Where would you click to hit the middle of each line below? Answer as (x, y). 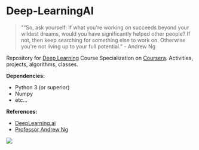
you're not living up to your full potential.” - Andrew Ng (88, 46)
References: (22, 111)
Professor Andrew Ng (42, 129)
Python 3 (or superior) (42, 87)
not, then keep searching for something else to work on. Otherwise (103, 40)
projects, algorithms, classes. (42, 64)
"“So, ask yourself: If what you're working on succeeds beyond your (105, 27)
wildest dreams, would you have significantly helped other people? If (105, 33)
